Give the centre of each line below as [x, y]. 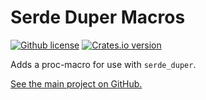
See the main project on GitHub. [76, 83]
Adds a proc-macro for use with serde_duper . [103, 64]
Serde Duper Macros [98, 17]
